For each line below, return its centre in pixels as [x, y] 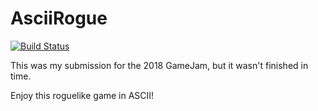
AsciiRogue [59, 18]
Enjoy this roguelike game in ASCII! [82, 95]
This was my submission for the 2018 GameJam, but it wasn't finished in [159, 65]
